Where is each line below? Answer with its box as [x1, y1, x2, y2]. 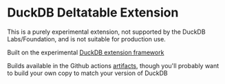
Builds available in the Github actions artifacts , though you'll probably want [7, 61, 219, 70]
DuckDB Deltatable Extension [7, 5, 179, 21]
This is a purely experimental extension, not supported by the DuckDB [7, 28, 206, 36]
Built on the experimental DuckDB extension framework [7, 48, 164, 56]
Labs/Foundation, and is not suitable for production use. [7, 34, 167, 43]
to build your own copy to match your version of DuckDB [7, 69, 168, 77]
